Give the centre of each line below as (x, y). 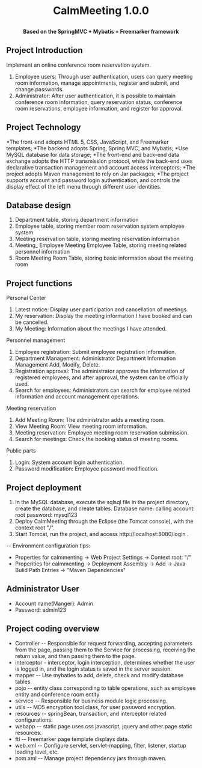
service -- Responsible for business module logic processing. (91, 701)
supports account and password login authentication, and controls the (93, 180)
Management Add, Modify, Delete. (57, 365)
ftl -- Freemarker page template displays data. (72, 739)
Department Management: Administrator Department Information (95, 358)
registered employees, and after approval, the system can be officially (101, 377)
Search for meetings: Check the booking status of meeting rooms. (97, 439)
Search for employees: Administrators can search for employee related (103, 390)
